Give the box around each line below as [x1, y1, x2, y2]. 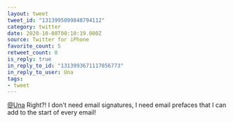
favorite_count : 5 [7, 43, 61, 50]
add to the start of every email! [7, 108, 97, 117]
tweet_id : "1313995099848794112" [7, 17, 105, 24]
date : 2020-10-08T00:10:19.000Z [7, 29, 102, 37]
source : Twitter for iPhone [7, 36, 90, 43]
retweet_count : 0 [7, 50, 58, 57]
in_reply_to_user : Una [7, 68, 74, 75]
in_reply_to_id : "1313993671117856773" [7, 62, 124, 69]
